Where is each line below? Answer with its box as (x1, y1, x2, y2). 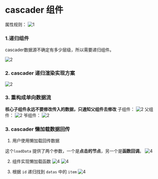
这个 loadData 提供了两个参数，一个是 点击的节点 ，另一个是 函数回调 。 (5, 148, 144, 154)
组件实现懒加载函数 (12, 159, 51, 164)
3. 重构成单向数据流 (5, 94, 51, 101)
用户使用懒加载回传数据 (12, 138, 60, 144)
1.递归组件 (5, 35, 29, 41)
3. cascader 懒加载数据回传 (5, 125, 70, 132)
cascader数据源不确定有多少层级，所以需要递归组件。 (5, 47, 114, 53)
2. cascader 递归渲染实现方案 (5, 70, 75, 77)
